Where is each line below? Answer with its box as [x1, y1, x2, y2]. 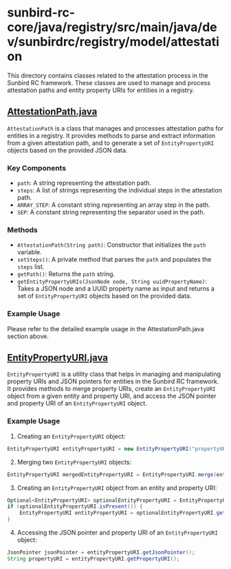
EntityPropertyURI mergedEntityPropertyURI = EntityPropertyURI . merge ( [7, 471, 217, 478]
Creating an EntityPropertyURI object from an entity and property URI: [16, 483, 217, 492]
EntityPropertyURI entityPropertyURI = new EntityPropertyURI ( [7, 445, 192, 452]
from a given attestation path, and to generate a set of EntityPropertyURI [7, 139, 214, 147]
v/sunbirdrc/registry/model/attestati [7, 34, 220, 49]
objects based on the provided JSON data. [7, 146, 128, 154]
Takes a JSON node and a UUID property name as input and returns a [16, 284, 215, 293]
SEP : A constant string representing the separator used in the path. [16, 208, 205, 216]
